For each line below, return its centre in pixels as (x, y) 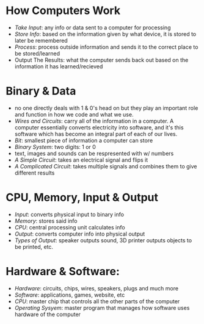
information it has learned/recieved (59, 66)
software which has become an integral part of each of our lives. (96, 134)
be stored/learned (37, 53)
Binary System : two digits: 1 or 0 (55, 146)
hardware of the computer (47, 314)
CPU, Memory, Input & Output (82, 197)
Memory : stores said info (46, 221)
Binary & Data (41, 91)
